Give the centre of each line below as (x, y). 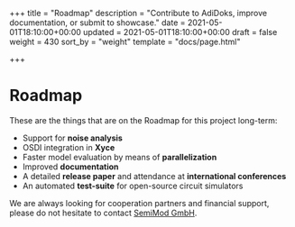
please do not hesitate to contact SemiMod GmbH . (103, 213)
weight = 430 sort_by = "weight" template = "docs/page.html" (125, 41)
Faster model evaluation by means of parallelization (120, 157)
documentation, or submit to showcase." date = (97, 23)
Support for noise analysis (73, 138)
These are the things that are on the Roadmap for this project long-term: (143, 120)
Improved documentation (70, 167)
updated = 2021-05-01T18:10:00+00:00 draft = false (180, 32)
